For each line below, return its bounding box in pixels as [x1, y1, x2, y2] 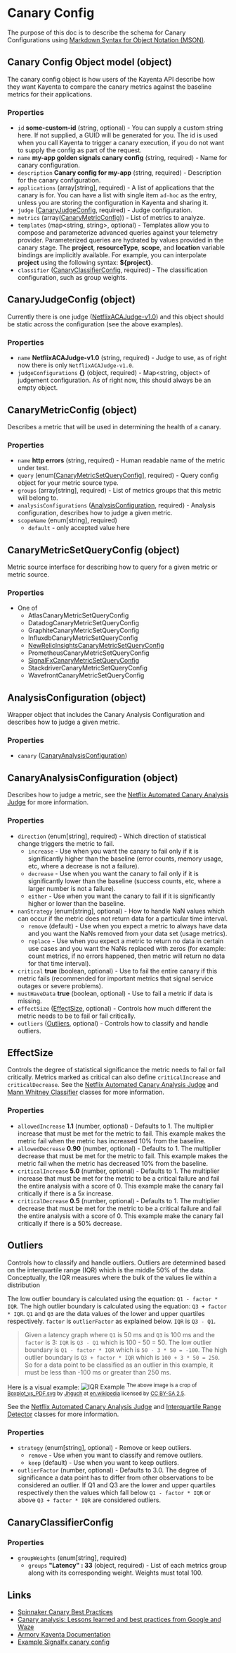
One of [17, 604, 38, 613]
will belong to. [17, 493, 58, 502]
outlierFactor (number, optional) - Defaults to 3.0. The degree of [17, 1466, 207, 1475]
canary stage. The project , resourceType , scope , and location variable [17, 243, 225, 252]
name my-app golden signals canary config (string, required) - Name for [17, 154, 228, 162]
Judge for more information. [7, 798, 89, 806]
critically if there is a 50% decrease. [17, 1219, 122, 1227]
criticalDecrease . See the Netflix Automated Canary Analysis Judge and [7, 1081, 219, 1089]
